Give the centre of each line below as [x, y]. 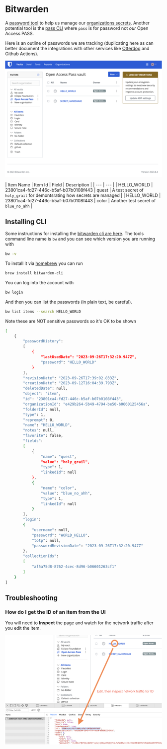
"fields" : [33, 441]
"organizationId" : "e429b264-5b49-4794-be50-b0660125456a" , [86, 404]
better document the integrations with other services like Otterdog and [77, 48]
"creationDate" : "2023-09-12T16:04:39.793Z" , [71, 383]
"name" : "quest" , [59, 457]
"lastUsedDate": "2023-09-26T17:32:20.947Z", [88, 357]
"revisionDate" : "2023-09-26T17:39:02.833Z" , [71, 378]
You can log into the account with [39, 282]
